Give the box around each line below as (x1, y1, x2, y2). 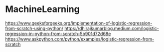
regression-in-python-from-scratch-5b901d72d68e (5, 30, 111, 36)
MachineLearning (5, 3, 80, 15)
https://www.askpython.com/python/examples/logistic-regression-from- (5, 36, 155, 42)
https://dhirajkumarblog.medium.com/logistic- (64, 25, 160, 31)
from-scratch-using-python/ (5, 25, 64, 31)
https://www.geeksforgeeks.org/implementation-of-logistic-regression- (5, 20, 153, 26)
